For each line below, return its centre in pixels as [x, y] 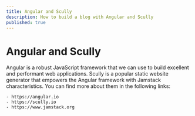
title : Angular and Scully [39, 11]
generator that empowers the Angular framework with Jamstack [84, 80]
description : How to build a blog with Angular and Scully [80, 17]
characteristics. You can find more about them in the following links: [88, 86]
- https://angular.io [33, 97]
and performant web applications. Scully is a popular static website [87, 74]
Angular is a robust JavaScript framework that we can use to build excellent [97, 67]
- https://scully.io [31, 102]
